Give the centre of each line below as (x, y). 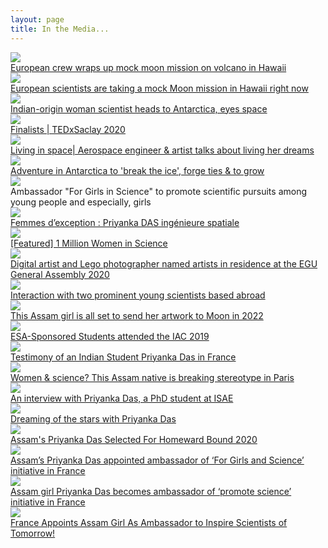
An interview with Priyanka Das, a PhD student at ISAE (122, 398)
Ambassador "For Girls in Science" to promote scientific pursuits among (159, 191)
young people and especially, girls (81, 202)
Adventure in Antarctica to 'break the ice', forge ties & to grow (137, 170)
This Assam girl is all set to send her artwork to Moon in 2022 (137, 315)
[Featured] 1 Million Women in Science (89, 243)
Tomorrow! (33, 533)
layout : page (37, 19)
